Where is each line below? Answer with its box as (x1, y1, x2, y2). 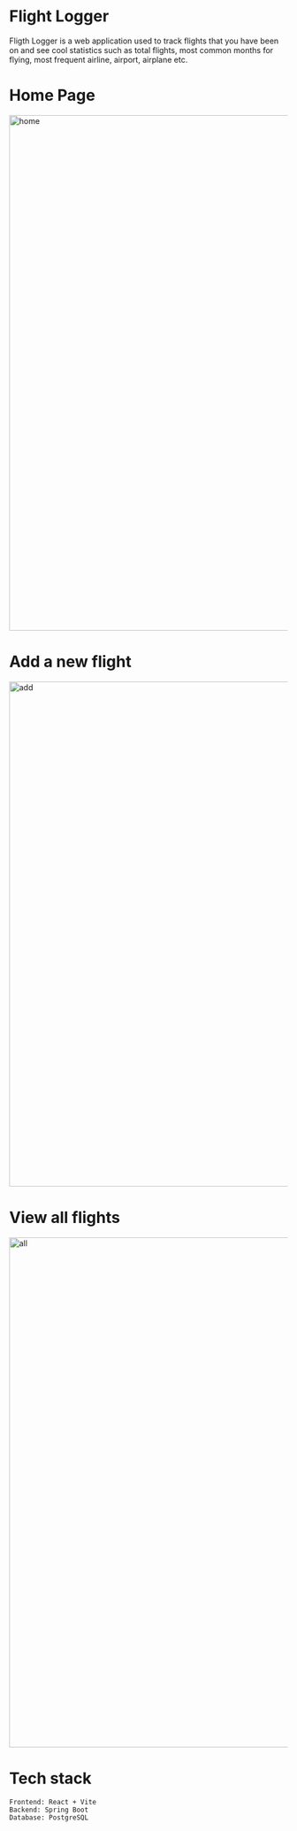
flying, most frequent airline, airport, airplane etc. (9, 54, 188, 65)
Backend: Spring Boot (9, 1805, 89, 1814)
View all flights (9, 1208, 121, 1227)
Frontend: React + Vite (9, 1797, 97, 1806)
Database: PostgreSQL (9, 1812, 89, 1822)
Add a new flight (9, 652, 132, 672)
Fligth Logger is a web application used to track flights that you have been (9, 35, 279, 46)
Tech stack (9, 1768, 92, 1789)
